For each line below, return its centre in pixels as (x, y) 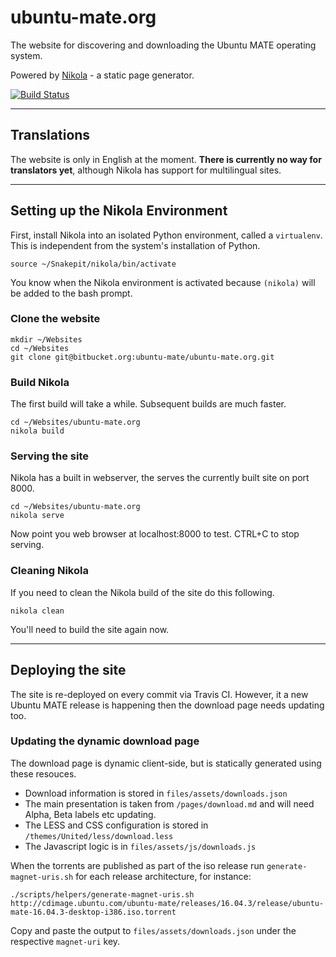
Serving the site (50, 456)
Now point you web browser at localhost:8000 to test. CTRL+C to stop (155, 534)
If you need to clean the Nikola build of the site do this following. (142, 592)
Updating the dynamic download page (105, 741)
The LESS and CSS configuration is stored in (116, 825)
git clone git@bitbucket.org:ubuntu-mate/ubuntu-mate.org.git (142, 357)
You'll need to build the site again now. (90, 629)
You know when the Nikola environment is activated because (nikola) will (163, 282)
